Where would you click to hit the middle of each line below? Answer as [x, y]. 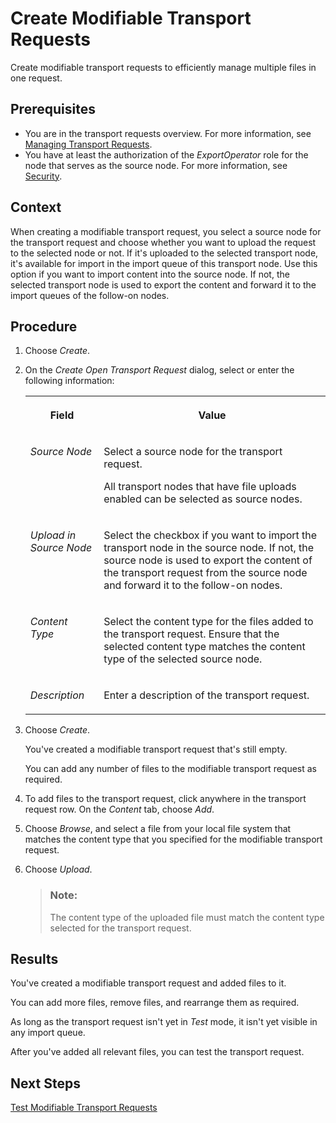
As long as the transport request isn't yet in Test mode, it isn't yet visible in [164, 1022]
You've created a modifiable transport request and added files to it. [148, 983]
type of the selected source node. [183, 659]
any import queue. [48, 1033]
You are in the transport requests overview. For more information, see [168, 133]
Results [34, 959]
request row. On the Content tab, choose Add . [119, 809]
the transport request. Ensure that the [191, 634]
